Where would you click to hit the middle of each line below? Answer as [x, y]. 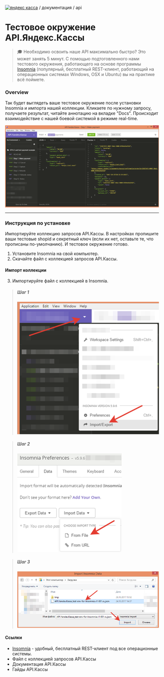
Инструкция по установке [38, 223]
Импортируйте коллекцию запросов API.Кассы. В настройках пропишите [82, 234]
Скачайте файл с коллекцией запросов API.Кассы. [65, 259]
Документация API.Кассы [39, 664]
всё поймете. [31, 79]
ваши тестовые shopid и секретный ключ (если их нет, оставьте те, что [79, 239]
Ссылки [14, 637]
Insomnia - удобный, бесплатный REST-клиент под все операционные [85, 648]
